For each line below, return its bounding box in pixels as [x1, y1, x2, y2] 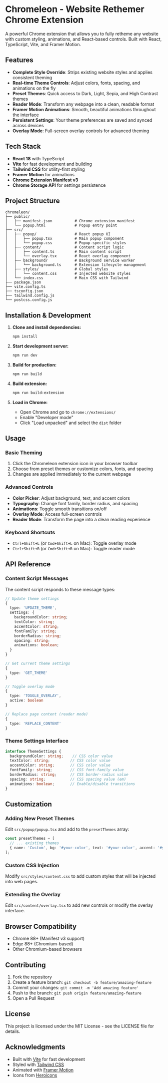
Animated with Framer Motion [12, 1066, 74, 1072]
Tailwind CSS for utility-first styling [12, 166, 85, 172]
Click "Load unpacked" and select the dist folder [19, 420, 121, 426]
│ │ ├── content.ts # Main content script [5, 249, 122, 254]
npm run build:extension [12, 390, 64, 395]
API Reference [5, 560, 51, 569]
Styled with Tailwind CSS [12, 1061, 64, 1067]
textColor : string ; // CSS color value [9, 758, 111, 763]
